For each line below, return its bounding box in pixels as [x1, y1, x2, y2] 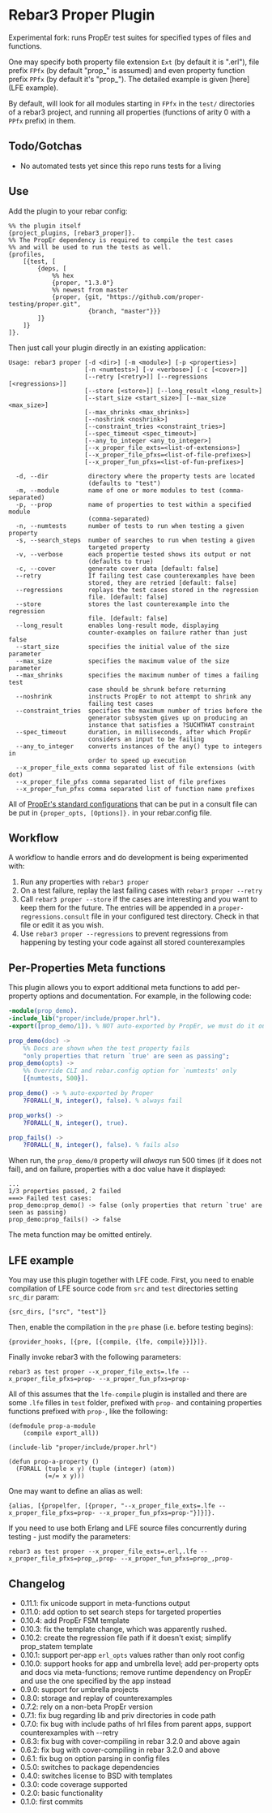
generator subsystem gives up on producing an [87, 713, 249, 722]
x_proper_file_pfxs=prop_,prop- [8, 1555, 117, 1563]
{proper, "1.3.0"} [51, 279, 114, 287]
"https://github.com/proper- [106, 292, 205, 301]
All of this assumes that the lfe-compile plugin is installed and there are [8, 1389, 248, 1399]
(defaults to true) [87, 557, 154, 565]
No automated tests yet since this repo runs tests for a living [19, 161, 221, 171]
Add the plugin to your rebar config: [8, 206, 128, 216]
